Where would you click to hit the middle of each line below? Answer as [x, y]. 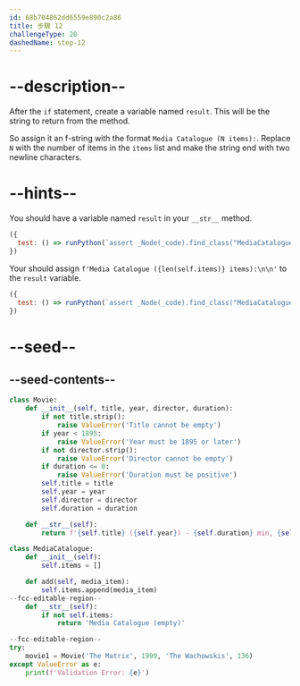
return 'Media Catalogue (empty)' [121, 623]
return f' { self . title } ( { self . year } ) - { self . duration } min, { [162, 533]
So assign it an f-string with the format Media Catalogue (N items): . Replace [150, 139]
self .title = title [78, 484]
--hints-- [43, 194]
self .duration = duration [90, 508]
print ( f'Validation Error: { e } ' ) [87, 673]
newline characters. [46, 157]
